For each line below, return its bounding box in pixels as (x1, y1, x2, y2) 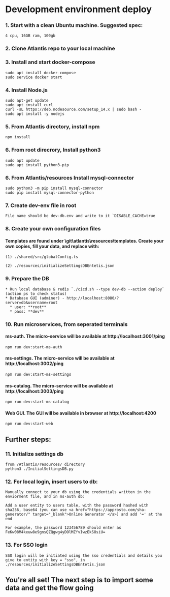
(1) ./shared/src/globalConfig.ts (5, 254, 79, 260)
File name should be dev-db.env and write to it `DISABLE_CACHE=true (5, 214, 156, 219)
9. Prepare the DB (5, 275, 49, 282)
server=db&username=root (5, 300, 58, 305)
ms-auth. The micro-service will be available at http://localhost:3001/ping (5, 333, 165, 339)
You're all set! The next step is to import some (5, 576, 153, 584)
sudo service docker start (5, 75, 62, 80)
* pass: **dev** (10, 309, 44, 314)
